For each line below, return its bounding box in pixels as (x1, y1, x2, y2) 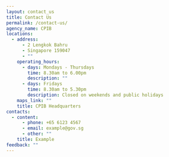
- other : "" (21, 131, 52, 137)
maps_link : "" (17, 97, 52, 103)
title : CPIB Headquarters (17, 103, 82, 109)
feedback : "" (6, 141, 39, 148)
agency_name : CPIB (6, 25, 52, 32)
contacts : (6, 109, 31, 115)
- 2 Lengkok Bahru (21, 42, 68, 48)
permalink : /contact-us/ (6, 20, 68, 26)
